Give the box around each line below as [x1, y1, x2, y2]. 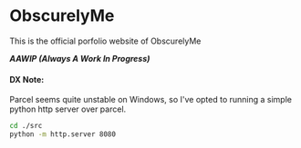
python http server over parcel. [9, 104, 127, 114]
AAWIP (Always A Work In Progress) [9, 53, 150, 64]
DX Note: [9, 74, 45, 84]
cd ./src [9, 122, 43, 131]
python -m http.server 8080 [9, 130, 117, 139]
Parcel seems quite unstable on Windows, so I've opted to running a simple [9, 94, 292, 105]
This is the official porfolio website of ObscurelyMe [9, 35, 202, 46]
